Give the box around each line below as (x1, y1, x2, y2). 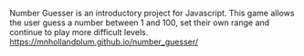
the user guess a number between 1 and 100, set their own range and (9, 17, 270, 28)
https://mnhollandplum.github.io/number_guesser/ (9, 36, 199, 47)
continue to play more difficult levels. (9, 27, 149, 37)
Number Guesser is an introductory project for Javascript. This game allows (9, 8, 295, 18)
